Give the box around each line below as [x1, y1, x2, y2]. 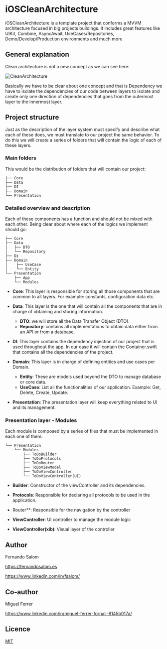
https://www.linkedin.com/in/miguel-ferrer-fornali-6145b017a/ [5, 611, 132, 617]
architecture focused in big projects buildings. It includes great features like [5, 25, 161, 31]
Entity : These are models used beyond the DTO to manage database [19, 374, 161, 380]
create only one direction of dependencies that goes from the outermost [5, 93, 154, 99]
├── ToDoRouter [23, 461, 55, 466]
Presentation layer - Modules [5, 417, 77, 424]
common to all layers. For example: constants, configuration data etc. [12, 294, 155, 300]
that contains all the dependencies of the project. [12, 349, 114, 355]
